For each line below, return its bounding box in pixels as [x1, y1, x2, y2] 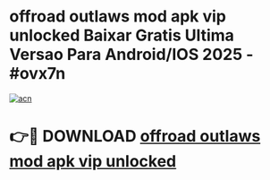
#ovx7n [9, 64, 66, 84]
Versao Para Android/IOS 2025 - [9, 45, 254, 64]
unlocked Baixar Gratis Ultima [9, 25, 235, 46]
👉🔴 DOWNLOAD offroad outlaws [9, 126, 261, 147]
